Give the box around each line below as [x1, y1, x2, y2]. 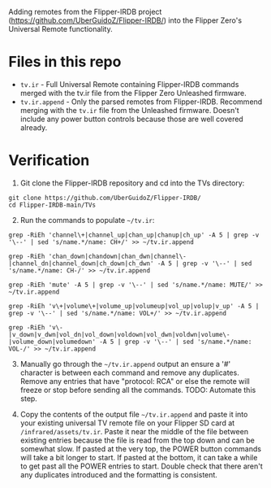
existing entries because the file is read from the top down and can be [19, 435, 256, 445]
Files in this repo [8, 53, 122, 72]
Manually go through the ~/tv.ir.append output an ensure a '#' [19, 359, 231, 368]
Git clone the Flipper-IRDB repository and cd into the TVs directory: [19, 178, 245, 188]
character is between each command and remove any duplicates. [19, 368, 239, 377]
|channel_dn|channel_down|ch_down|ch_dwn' [8, 259, 154, 268]
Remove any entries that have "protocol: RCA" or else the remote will [19, 376, 250, 386]
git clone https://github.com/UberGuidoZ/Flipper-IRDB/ [8, 194, 201, 202]
